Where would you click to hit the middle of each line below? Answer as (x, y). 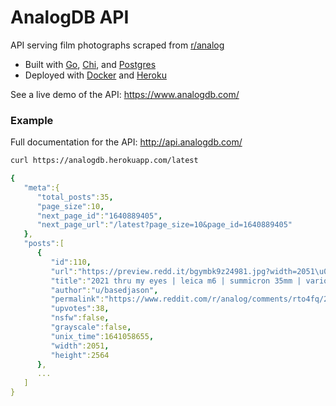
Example (32, 120)
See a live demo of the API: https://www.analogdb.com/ (125, 94)
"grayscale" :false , (91, 327)
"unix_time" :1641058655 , (102, 336)
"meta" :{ (41, 187)
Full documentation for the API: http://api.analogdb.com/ (126, 142)
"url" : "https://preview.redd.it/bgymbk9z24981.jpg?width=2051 (182, 271)
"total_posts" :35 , (75, 197)
